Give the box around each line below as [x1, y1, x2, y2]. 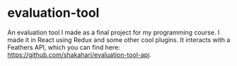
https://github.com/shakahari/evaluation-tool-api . [7, 51, 152, 59]
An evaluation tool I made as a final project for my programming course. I [7, 28, 220, 37]
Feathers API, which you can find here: [7, 43, 120, 51]
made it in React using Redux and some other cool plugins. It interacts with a [7, 35, 231, 44]
